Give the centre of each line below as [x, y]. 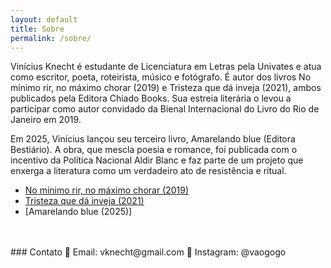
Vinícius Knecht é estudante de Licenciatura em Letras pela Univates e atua [166, 67]
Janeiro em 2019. [46, 120]
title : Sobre [37, 29]
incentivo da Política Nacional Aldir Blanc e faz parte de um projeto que [157, 160]
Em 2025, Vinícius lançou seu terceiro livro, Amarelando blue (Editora [153, 139]
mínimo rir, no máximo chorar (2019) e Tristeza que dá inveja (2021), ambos [166, 88]
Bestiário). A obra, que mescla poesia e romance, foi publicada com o [154, 150]
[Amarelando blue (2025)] [78, 212]
